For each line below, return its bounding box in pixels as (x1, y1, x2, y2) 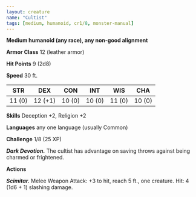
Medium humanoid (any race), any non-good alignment (6, 37, 148, 44)
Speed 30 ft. (6, 72, 38, 79)
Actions (6, 165, 27, 173)
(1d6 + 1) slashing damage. (6, 184, 73, 191)
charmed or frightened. (6, 154, 65, 161)
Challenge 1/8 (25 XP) (6, 136, 62, 143)
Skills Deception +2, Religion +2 (6, 112, 87, 119)
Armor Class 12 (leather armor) (6, 48, 85, 56)
